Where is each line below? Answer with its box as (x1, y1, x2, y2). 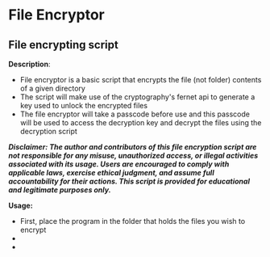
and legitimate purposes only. (8, 185, 111, 195)
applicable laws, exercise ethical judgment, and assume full (8, 168, 215, 177)
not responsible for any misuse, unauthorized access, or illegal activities (8, 151, 259, 160)
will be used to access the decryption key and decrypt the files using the (19, 118, 262, 127)
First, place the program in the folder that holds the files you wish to (19, 217, 246, 225)
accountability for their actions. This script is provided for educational (8, 176, 250, 186)
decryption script (19, 127, 78, 136)
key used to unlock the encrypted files (19, 101, 147, 110)
